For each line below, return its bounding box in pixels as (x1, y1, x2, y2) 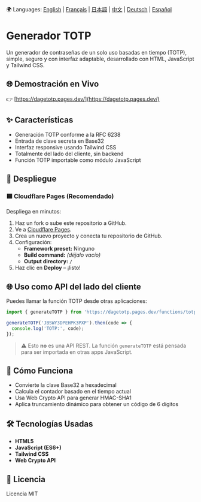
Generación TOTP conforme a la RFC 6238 (14, 131, 121, 138)
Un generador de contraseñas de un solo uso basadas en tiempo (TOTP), (6, 49, 187, 56)
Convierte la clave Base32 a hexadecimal (14, 381, 117, 389)
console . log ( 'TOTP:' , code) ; (11, 325, 84, 332)
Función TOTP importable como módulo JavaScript (14, 156, 142, 164)
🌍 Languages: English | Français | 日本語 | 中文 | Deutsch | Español (6, 6, 172, 13)
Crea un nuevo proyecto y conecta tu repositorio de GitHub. (14, 232, 163, 239)
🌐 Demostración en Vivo (6, 79, 99, 89)
